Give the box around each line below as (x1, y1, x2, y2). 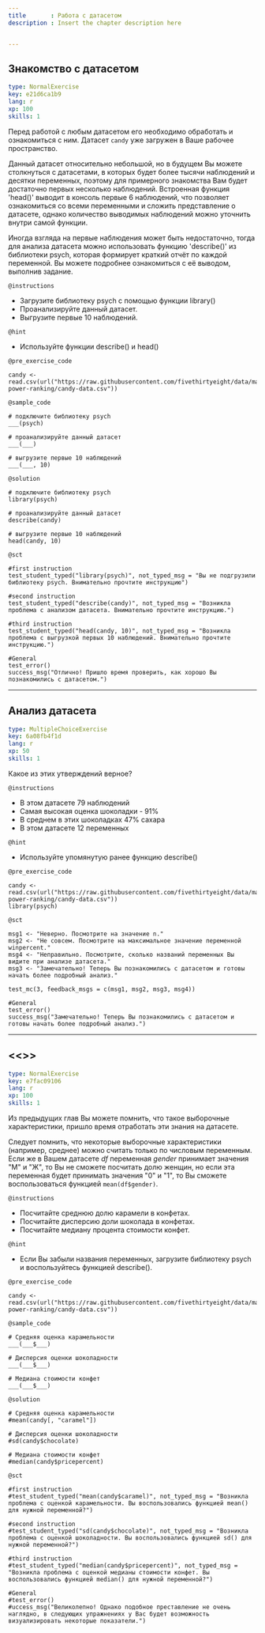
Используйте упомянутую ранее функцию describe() (19, 852, 198, 862)
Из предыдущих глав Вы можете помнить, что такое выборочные (8, 1113, 230, 1123)
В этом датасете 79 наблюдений (19, 798, 130, 807)
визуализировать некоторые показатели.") (8, 1617, 147, 1625)
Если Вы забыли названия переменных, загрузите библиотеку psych (19, 1254, 252, 1264)
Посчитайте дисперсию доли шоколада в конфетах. (19, 1217, 196, 1227)
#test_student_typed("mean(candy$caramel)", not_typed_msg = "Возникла (8, 1492, 248, 1501)
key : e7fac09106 (8, 1077, 62, 1085)
